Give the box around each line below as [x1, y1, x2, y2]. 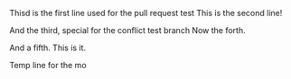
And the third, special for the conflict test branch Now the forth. [9, 25, 246, 35]
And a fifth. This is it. [9, 42, 87, 53]
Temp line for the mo [9, 60, 88, 70]
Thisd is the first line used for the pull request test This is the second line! [9, 8, 283, 18]
